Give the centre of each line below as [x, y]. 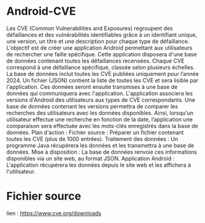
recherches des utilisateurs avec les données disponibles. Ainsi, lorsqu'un [100, 113]
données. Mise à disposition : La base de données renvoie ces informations [102, 152]
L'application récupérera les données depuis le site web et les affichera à [99, 165]
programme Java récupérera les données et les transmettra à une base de [100, 145]
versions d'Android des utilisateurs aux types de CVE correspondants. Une [101, 100]
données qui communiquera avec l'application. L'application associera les [100, 93]
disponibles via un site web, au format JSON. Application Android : [91, 158]
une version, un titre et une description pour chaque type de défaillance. [98, 41]
